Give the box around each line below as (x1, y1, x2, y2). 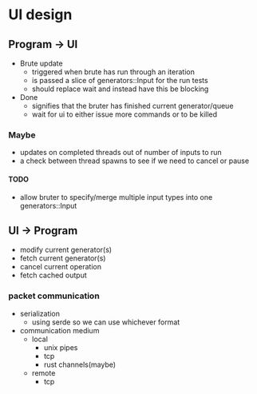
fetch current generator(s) (19, 253, 106, 263)
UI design (8, 6, 73, 24)
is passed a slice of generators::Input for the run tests (31, 76, 209, 85)
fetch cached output (19, 270, 88, 281)
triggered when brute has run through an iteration (31, 67, 196, 77)
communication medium (19, 325, 100, 335)
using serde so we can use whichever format (31, 317, 180, 327)
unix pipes (43, 342, 78, 352)
